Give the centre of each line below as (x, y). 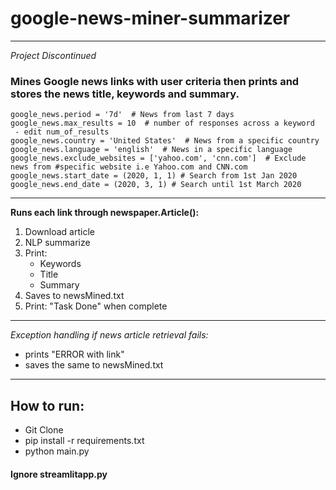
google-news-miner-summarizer (150, 18)
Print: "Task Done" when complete (96, 306)
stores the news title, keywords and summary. (125, 94)
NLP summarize (57, 243)
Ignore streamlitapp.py (59, 474)
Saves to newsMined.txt (74, 296)
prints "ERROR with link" (74, 354)
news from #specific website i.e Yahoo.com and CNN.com (129, 167)
